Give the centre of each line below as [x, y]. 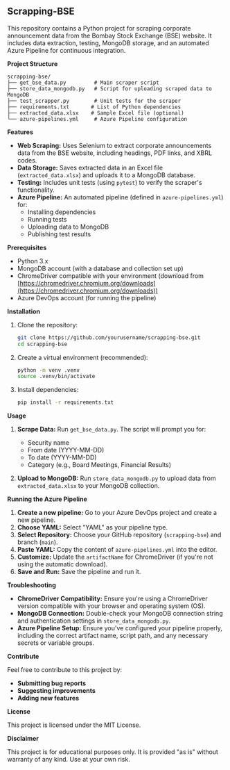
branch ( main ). [37, 542]
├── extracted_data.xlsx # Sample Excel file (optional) [96, 113]
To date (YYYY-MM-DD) [62, 457]
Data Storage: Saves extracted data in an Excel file [90, 167]
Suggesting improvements [56, 691]
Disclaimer [23, 739]
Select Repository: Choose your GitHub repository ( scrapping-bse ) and [119, 535]
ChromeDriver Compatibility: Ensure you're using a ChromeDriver [112, 599]
